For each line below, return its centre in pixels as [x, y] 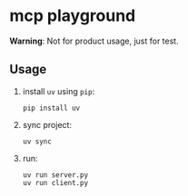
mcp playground [73, 16]
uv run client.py [55, 182]
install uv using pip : [59, 91]
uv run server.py [55, 175]
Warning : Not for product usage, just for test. [94, 41]
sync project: [47, 124]
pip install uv [51, 108]
